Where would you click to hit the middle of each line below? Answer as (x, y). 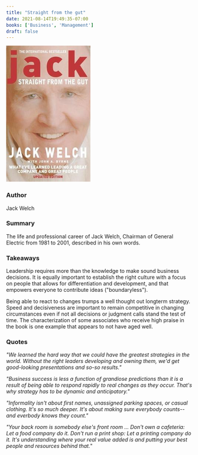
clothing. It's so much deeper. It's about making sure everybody (84, 409)
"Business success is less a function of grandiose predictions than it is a (95, 379)
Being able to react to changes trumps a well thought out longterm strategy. (98, 301)
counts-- (174, 409)
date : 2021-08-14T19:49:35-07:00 (47, 19)
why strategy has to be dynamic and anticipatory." (68, 392)
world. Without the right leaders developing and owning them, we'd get (93, 361)
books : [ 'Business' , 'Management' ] (50, 25)
